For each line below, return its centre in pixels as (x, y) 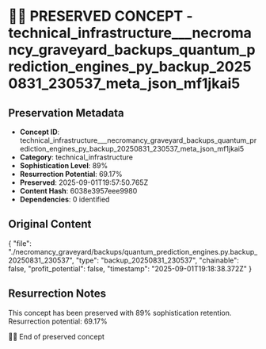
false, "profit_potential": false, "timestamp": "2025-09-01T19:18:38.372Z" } (130, 268)
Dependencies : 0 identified (65, 199)
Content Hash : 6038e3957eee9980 (78, 191)
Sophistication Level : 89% (64, 165)
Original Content (50, 224)
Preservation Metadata (66, 113)
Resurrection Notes (57, 294)
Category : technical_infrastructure (76, 157)
